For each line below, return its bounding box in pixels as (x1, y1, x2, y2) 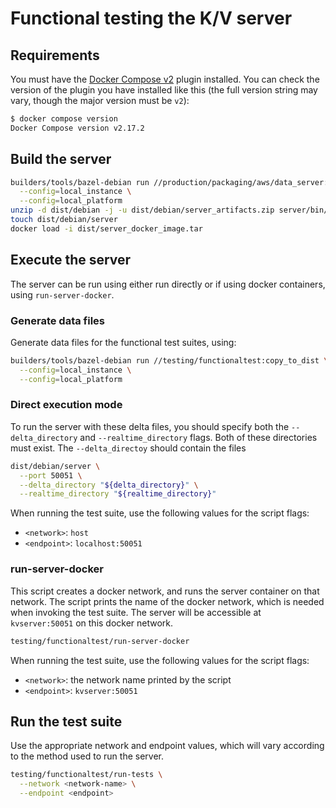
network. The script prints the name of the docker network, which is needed (10, 595, 325, 607)
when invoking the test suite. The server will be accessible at (10, 606, 262, 618)
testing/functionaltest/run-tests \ (10, 770, 163, 780)
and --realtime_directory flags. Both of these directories (79, 431, 318, 443)
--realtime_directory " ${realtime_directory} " (19, 489, 217, 499)
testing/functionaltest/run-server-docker (10, 636, 190, 646)
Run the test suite (10, 713, 123, 730)
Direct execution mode (10, 398, 123, 412)
